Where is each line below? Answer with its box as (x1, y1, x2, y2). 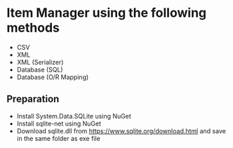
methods (6, 20, 60, 36)
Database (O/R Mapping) (16, 72, 89, 81)
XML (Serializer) (16, 58, 64, 66)
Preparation (6, 93, 60, 105)
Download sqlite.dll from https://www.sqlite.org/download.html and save (16, 126, 226, 135)
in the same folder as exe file (16, 134, 101, 142)
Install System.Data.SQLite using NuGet (16, 112, 131, 120)
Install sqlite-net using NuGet (16, 119, 102, 128)
